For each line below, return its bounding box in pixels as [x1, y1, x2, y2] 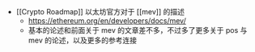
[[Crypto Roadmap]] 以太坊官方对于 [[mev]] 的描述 [15, 7, 185, 16]
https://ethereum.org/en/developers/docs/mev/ [28, 16, 186, 26]
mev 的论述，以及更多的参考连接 [28, 35, 138, 45]
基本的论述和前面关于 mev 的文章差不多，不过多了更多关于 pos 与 [28, 26, 248, 34]
